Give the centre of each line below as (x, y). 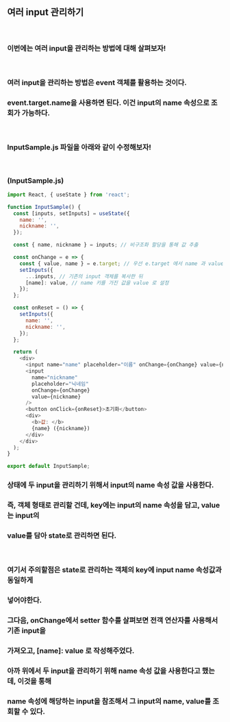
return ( (26, 352)
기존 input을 (27, 631)
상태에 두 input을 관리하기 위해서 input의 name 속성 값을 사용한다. (111, 485)
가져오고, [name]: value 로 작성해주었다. (71, 651)
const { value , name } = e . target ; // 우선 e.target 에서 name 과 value (122, 263)
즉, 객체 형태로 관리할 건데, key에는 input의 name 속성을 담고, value (114, 506)
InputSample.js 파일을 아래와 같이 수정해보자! (79, 147)
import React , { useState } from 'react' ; (68, 195)
